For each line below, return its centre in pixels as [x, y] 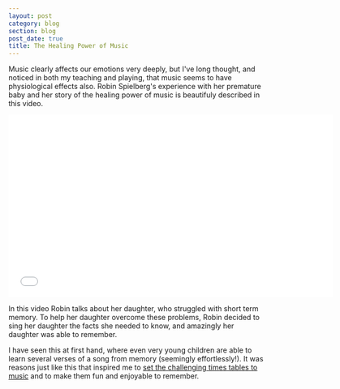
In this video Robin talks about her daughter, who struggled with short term [133, 309]
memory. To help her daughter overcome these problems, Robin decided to [134, 318]
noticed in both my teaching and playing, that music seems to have [121, 78]
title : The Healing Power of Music [69, 46]
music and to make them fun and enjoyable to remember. [104, 376]
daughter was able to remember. [63, 335]
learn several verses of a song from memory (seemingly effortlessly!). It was [136, 359]
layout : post [30, 16]
